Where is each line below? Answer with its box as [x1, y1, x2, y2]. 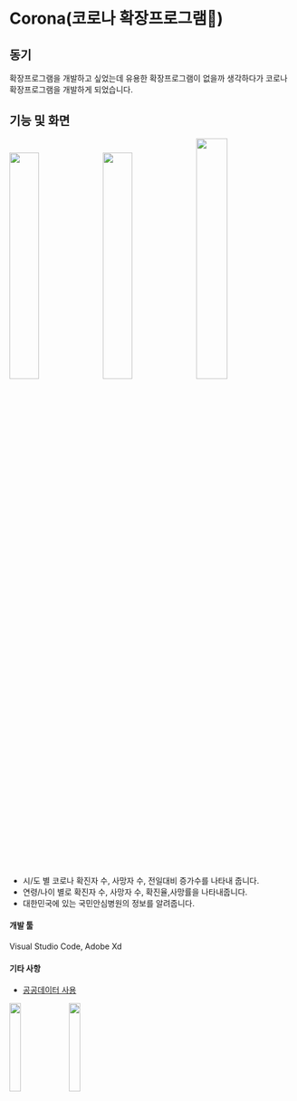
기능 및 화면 [9, 113, 71, 129]
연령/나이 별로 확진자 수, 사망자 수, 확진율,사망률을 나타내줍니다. [22, 886, 248, 897]
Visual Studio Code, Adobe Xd [9, 941, 122, 952]
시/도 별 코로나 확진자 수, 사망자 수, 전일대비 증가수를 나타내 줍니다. [22, 875, 260, 886]
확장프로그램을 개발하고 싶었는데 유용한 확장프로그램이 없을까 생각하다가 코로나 [9, 73, 288, 83]
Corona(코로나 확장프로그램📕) [9, 8, 224, 29]
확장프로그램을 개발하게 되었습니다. [9, 84, 133, 95]
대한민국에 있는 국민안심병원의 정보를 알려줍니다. [22, 897, 195, 908]
